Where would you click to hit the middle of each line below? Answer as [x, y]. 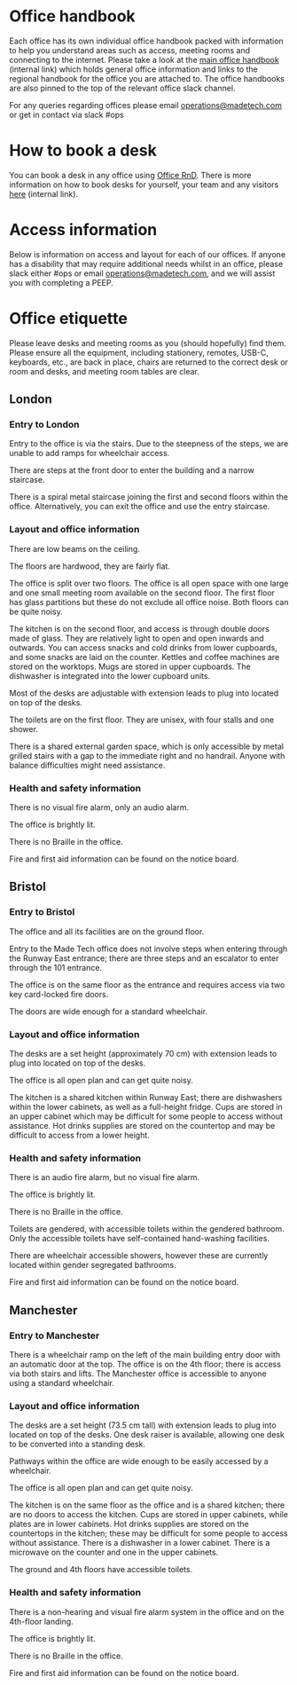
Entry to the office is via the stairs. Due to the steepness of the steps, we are [149, 444]
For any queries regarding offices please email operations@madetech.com [145, 105]
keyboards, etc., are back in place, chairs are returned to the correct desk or [148, 362]
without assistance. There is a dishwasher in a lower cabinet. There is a [140, 1543]
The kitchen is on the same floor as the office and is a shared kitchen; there [147, 1505]
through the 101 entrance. [56, 967]
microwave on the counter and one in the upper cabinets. [114, 1552]
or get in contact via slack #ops [66, 114]
